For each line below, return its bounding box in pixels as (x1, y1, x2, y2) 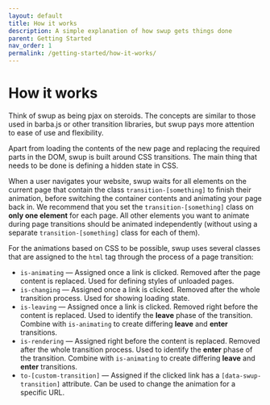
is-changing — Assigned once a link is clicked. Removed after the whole (19, 284, 260, 294)
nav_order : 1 (8, 42, 52, 50)
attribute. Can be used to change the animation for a (61, 378, 236, 388)
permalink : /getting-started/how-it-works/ (8, 49, 157, 57)
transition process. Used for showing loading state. (19, 293, 190, 303)
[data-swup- (221, 372, 262, 380)
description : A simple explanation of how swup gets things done (8, 27, 232, 35)
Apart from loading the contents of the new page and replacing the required (8, 143, 260, 153)
